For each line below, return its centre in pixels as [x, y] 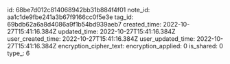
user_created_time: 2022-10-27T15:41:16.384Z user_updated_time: [101, 39]
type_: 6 [19, 53]
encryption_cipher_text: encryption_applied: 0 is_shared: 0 [140, 46]
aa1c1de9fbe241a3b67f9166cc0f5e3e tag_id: [70, 17]
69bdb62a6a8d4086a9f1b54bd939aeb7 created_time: [84, 24]
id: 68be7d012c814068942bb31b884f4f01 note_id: [79, 10]
